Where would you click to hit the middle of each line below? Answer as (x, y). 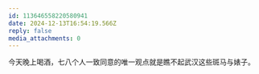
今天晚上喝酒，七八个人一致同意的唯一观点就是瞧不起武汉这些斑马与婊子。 (132, 62)
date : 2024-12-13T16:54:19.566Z (62, 23)
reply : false (30, 31)
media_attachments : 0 (45, 38)
